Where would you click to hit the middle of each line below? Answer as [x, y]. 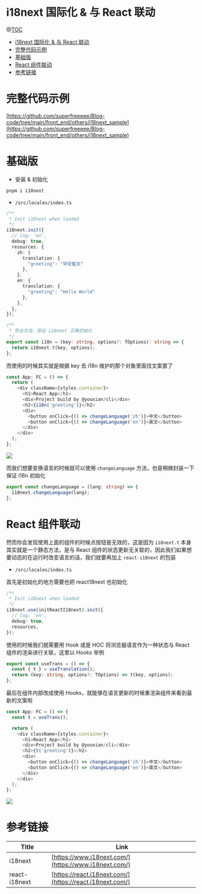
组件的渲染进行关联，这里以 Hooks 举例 [55, 652]
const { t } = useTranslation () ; [54, 669]
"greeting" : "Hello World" [62, 292]
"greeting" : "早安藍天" [56, 264]
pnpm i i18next [25, 191]
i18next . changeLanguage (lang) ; [51, 493]
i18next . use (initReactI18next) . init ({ [55, 610]
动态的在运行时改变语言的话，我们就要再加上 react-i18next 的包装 [93, 557]
